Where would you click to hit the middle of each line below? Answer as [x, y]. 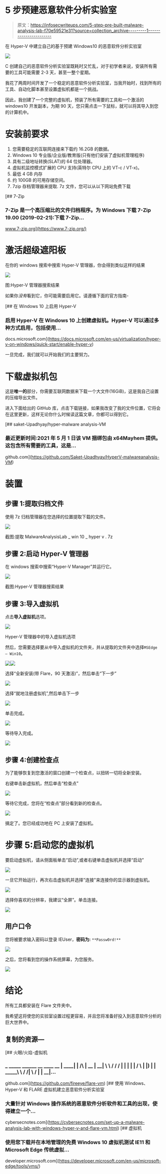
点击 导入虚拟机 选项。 [27, 617]
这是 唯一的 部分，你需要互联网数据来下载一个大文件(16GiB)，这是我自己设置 [82, 391]
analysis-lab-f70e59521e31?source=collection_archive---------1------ [89, 30]
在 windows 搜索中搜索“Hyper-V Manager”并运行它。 [59, 567]
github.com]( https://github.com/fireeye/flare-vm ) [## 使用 [64, 1083]
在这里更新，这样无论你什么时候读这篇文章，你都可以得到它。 [68, 415]
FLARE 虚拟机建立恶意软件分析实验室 [67, 1089]
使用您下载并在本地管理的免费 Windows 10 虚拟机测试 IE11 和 [78, 1143]
